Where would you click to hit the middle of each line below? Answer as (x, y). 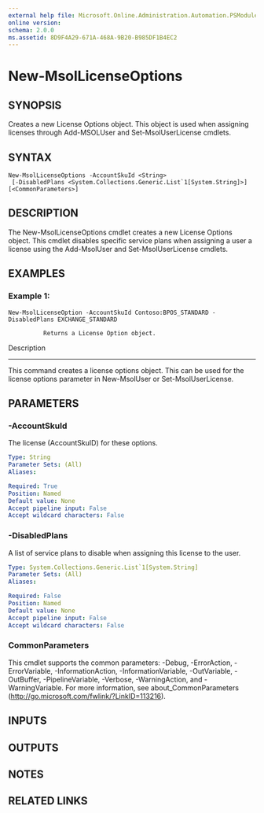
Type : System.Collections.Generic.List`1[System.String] (103, 567)
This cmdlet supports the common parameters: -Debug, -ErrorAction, (121, 663)
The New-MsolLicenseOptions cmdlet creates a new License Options (121, 232)
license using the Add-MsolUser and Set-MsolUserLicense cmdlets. (118, 249)
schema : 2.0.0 (31, 30)
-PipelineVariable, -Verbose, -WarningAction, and (123, 679)
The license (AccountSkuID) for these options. (83, 443)
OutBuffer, (25, 679)
